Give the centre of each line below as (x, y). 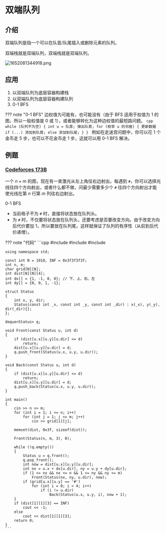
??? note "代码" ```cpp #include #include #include (55, 242)
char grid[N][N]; (23, 269)
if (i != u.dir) (57, 490)
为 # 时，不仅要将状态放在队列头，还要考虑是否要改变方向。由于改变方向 (86, 220)
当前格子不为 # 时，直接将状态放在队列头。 (56, 213)
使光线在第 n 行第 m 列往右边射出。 (41, 193)
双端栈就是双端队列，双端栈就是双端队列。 (48, 53)
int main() (16, 400)
